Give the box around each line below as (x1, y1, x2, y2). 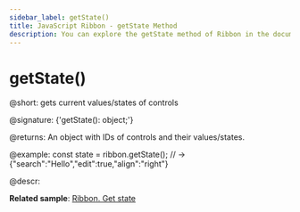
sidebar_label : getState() (9, 12, 110, 22)
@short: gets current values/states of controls (9, 97, 179, 108)
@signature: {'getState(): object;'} (9, 115, 134, 126)
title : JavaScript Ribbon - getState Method (9, 21, 178, 30)
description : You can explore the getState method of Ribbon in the (9, 29, 270, 38)
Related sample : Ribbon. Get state (9, 193, 137, 204)
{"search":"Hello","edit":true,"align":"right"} (9, 159, 169, 169)
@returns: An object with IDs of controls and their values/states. (9, 132, 246, 143)
